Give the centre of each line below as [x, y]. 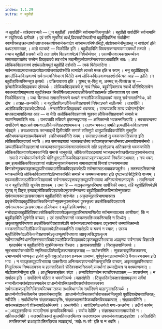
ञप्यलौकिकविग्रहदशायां [22, 147]
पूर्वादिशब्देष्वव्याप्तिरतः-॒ [139, 294]
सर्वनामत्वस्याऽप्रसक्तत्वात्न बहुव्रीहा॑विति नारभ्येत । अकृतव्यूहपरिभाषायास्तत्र [60, 196]
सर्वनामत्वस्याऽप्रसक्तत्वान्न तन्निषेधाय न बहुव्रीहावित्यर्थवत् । [48, 207]
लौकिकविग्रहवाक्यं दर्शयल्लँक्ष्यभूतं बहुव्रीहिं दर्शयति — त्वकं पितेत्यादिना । [58, 65]
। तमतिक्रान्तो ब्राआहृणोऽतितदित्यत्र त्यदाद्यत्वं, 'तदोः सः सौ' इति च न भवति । [62, 321]
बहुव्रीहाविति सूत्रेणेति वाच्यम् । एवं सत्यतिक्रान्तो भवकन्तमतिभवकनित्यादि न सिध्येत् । [67, 218]
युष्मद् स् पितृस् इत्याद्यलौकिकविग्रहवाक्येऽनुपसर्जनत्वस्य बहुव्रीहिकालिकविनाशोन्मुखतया [68, 190]
